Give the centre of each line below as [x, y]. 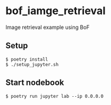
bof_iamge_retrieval [56, 11]
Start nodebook [35, 83]
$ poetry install [27, 59]
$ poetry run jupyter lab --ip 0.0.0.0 [55, 96]
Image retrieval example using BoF [48, 27]
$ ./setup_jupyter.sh [32, 64]
